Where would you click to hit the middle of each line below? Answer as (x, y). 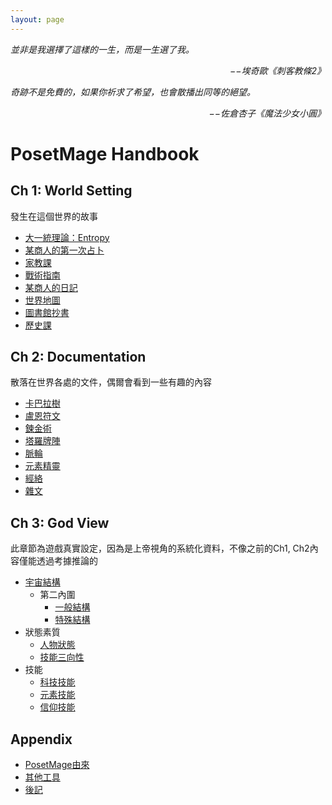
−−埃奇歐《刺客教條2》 (277, 70)
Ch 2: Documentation (78, 357)
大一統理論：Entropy (67, 237)
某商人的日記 (51, 287)
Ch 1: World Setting (71, 191)
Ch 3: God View (60, 522)
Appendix (41, 739)
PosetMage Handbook (105, 153)
